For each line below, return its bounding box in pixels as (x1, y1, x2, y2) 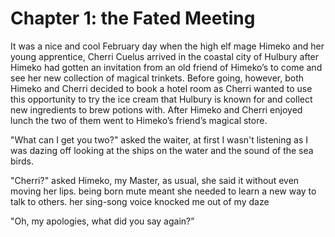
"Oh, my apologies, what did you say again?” (10, 215, 195, 227)
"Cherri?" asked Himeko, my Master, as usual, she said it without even (10, 174, 300, 186)
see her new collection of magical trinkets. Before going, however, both (10, 72, 304, 84)
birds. (10, 155, 34, 167)
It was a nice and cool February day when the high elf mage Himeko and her (10, 40, 325, 52)
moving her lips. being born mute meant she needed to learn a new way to (10, 185, 317, 197)
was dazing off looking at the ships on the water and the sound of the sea (10, 144, 314, 156)
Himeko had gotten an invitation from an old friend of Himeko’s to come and (10, 61, 323, 73)
